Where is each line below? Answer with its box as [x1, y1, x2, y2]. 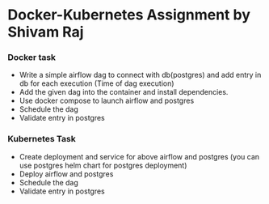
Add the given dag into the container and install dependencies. [19, 87, 229, 97]
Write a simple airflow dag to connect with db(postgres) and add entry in [19, 70, 262, 80]
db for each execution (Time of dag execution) [19, 79, 174, 88]
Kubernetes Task [7, 134, 76, 145]
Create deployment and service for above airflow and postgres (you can [19, 151, 260, 161]
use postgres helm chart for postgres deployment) [19, 160, 187, 170]
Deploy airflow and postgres [19, 168, 114, 179]
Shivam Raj [7, 23, 84, 41]
